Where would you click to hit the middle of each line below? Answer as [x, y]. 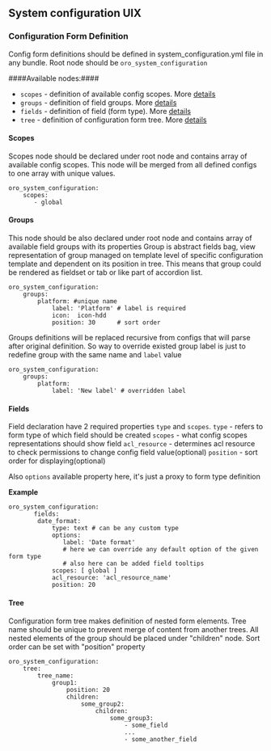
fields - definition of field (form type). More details [106, 111]
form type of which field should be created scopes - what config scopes [128, 435]
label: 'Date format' [99, 542]
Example [23, 492]
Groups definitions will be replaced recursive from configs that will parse [129, 338]
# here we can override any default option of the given [161, 550]
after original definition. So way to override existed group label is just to [127, 346]
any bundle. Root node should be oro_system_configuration [108, 62]
